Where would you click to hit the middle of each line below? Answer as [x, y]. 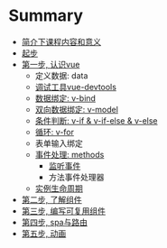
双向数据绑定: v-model [77, 109]
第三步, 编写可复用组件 [63, 211]
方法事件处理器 [76, 177]
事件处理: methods [70, 154]
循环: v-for [54, 132]
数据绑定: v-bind [65, 98]
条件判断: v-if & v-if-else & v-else [97, 120]
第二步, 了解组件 [51, 199]
